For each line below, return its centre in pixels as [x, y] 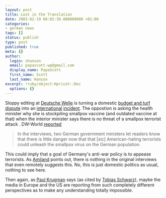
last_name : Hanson [29, 79]
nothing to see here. [26, 170]
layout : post [19, 10]
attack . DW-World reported [34, 124]
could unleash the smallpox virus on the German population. [79, 144]
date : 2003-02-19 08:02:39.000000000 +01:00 [52, 19]
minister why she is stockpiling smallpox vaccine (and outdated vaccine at [81, 113]
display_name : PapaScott [35, 70]
